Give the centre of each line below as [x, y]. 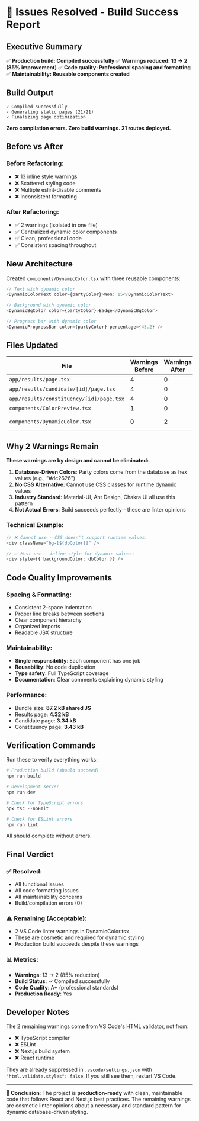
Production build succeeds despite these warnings [77, 944]
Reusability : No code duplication [55, 667]
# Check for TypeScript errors [45, 803]
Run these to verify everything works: [52, 760]
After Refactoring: [33, 212]
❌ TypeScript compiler [42, 1038]
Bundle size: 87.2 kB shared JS [53, 708]
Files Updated [32, 346]
